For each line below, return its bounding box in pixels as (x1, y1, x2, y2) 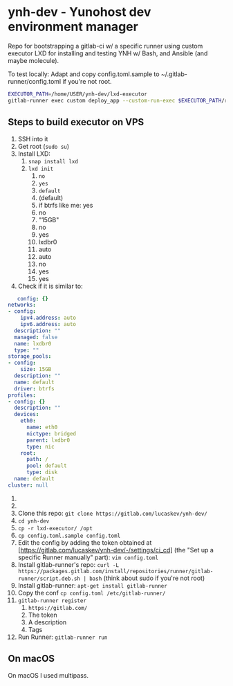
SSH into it (17, 134, 48, 143)
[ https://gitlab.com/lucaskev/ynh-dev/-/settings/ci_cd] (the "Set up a (17, 545, 214, 554)
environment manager (8, 19, 139, 35)
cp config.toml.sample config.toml (17, 532, 121, 539)
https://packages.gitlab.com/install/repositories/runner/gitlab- (17, 568, 214, 575)
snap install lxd (28, 158, 79, 165)
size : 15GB (20, 366, 52, 373)
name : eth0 (26, 424, 58, 431)
